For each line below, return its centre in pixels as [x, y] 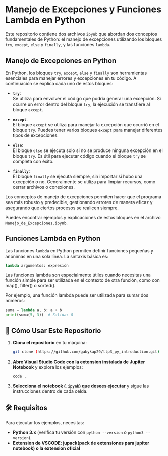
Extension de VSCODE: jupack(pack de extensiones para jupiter [81, 443]
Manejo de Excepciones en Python [61, 61]
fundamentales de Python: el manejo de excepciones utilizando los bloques [84, 39]
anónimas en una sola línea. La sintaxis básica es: [57, 256]
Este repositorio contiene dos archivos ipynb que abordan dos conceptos [81, 34]
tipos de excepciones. [36, 135]
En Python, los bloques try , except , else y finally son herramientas [76, 73]
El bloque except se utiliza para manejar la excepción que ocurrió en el [86, 124]
